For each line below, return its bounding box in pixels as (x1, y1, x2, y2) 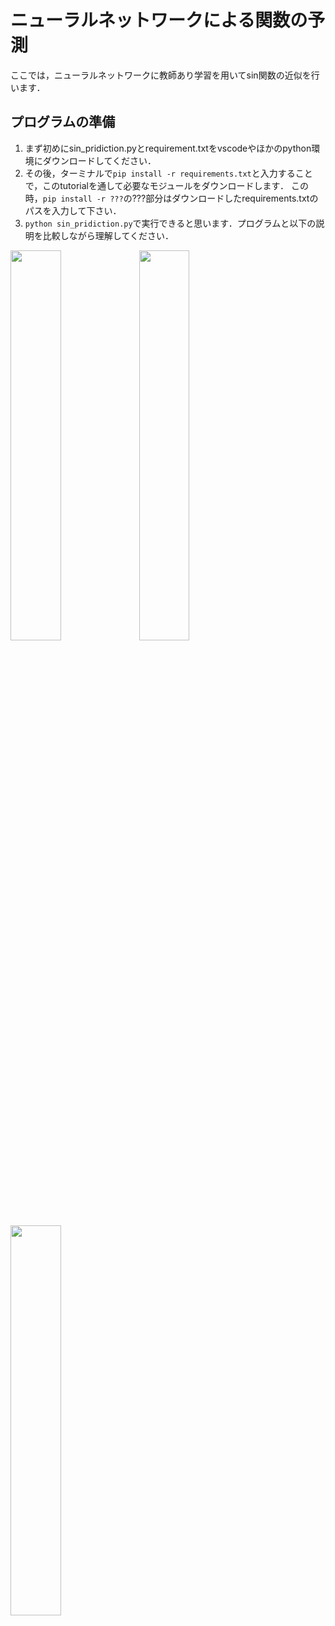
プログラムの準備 (10, 114, 116, 131)
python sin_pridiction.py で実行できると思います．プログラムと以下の (24, 217, 317, 229)
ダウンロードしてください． (42, 154, 157, 166)
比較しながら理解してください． (42, 229, 174, 241)
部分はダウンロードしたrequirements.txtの (145, 192, 319, 204)
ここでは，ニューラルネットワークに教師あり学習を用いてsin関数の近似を (10, 69, 312, 81)
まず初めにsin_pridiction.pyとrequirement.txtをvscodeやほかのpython (24, 142, 312, 154)
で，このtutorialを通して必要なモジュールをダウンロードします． (24, 179, 290, 191)
